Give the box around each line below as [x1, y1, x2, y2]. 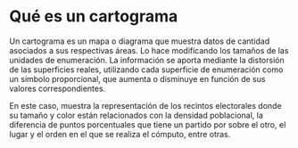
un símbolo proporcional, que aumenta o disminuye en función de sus [9, 73, 266, 84]
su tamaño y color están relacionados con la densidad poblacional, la [9, 110, 263, 120]
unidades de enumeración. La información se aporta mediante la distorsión [9, 54, 285, 65]
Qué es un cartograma [9, 6, 178, 27]
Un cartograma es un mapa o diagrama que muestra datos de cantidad [9, 36, 270, 46]
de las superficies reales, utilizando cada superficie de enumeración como [9, 64, 284, 75]
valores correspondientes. [9, 83, 106, 94]
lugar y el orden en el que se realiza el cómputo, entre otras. [9, 128, 231, 139]
